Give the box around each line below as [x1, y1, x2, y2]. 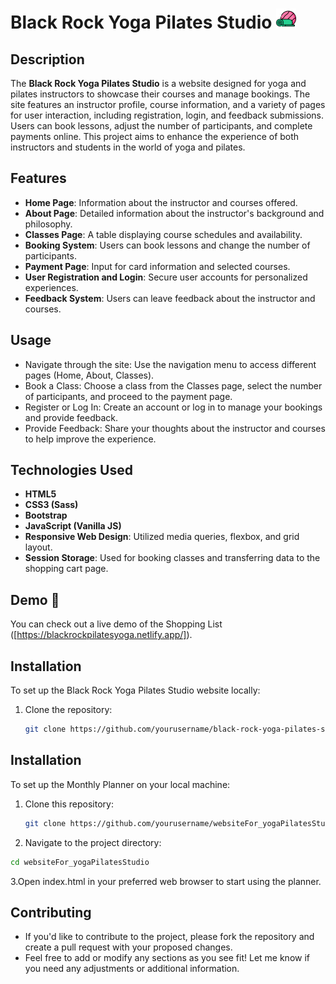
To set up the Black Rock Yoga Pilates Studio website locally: [10, 684, 261, 697]
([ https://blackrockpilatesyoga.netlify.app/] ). [10, 629, 193, 641]
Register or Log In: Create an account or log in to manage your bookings [24, 401, 323, 413]
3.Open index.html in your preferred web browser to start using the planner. [10, 875, 322, 887]
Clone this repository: [24, 798, 114, 810]
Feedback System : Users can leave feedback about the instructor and [24, 292, 316, 304]
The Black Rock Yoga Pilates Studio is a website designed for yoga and [10, 78, 307, 89]
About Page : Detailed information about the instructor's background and [24, 207, 325, 219]
